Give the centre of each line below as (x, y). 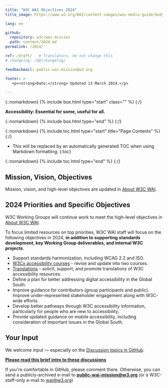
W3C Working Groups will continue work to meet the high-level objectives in (84, 217)
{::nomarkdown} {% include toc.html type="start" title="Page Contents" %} (83, 131)
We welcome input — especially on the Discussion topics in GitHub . (75, 350)
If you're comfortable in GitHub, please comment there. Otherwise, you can (83, 369)
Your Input (22, 338)
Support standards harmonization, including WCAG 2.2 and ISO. (78, 258)
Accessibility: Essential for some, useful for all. (55, 112)
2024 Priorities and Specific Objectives (68, 205)
